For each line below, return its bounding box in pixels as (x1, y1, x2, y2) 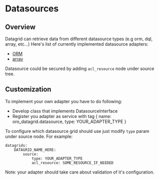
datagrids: (5, 143, 28, 148)
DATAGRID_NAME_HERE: (14, 147, 56, 152)
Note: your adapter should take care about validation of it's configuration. (5, 169, 155, 175)
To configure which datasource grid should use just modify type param (5, 128, 150, 134)
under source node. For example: (5, 133, 73, 139)
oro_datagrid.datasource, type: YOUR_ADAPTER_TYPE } (12, 119, 127, 124)
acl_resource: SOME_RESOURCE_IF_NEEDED (31, 160, 114, 165)
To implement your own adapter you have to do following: (5, 98, 122, 104)
